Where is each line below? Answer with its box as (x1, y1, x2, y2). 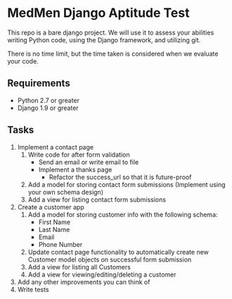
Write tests (17, 285, 49, 293)
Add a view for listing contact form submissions (27, 195, 167, 204)
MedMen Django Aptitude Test (7, 5, 190, 21)
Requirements (7, 78, 70, 90)
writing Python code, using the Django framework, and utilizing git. (7, 35, 201, 44)
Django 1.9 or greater (17, 104, 79, 112)
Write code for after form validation (27, 150, 130, 159)
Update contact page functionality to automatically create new (27, 248, 210, 256)
